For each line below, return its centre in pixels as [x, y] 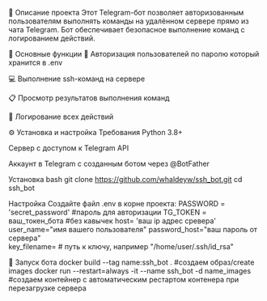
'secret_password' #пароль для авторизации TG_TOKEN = [108, 212]
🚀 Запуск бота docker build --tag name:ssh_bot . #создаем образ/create [131, 262]
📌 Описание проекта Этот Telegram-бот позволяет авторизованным [126, 13]
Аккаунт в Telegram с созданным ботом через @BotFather [109, 163]
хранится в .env [36, 62]
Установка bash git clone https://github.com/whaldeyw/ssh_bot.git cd [125, 179]
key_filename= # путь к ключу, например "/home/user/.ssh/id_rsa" [121, 246]
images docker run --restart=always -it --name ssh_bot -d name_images [130, 271]
